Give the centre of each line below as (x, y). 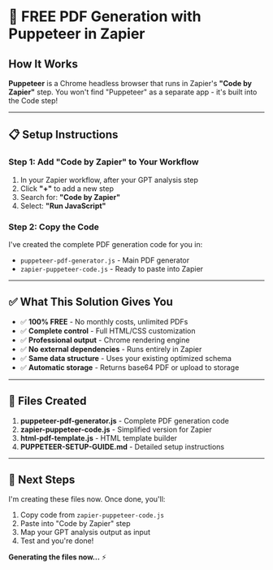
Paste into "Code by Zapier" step (75, 524)
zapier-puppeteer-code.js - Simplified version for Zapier (116, 429)
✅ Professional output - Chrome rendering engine (105, 340)
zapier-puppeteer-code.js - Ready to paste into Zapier (112, 268)
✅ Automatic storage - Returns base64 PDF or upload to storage (130, 367)
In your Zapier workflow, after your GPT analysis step (109, 180)
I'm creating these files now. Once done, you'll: (87, 499)
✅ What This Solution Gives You (91, 302)
